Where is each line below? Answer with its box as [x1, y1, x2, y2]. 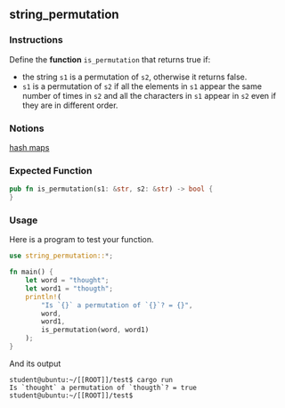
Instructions [9, 34, 64, 46]
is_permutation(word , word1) [41, 325, 150, 335]
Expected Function [9, 164, 93, 176]
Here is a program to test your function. [9, 234, 154, 245]
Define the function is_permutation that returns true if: [9, 53, 211, 65]
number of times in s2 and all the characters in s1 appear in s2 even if [21, 90, 276, 101]
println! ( [25, 292, 62, 301]
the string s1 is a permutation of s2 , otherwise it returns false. [21, 71, 248, 82]
